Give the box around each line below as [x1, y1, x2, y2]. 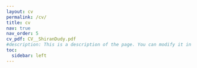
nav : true [6, 25, 31, 31]
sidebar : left [11, 53, 47, 59]
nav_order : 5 [6, 31, 39, 37]
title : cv [6, 20, 31, 25]
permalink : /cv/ [6, 14, 47, 20]
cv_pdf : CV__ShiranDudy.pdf [6, 36, 77, 42]
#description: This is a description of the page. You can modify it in [6, 42, 192, 48]
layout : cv [6, 8, 34, 15]
